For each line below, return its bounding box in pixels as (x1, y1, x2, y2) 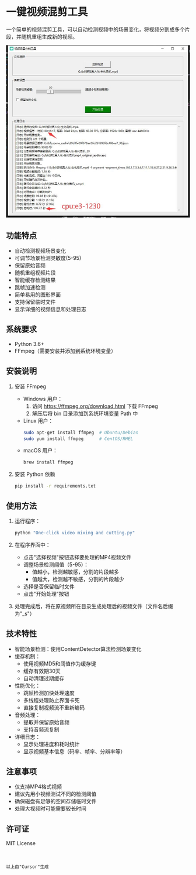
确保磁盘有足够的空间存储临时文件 (14, 798, 97, 805)
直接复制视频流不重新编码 (23, 704, 85, 711)
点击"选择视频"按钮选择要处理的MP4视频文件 (23, 554, 132, 561)
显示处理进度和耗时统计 (23, 740, 80, 747)
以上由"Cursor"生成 (6, 864, 49, 870)
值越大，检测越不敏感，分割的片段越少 (32, 575, 124, 582)
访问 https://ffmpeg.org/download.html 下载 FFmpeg (32, 402, 159, 410)
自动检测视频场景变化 (14, 247, 66, 254)
